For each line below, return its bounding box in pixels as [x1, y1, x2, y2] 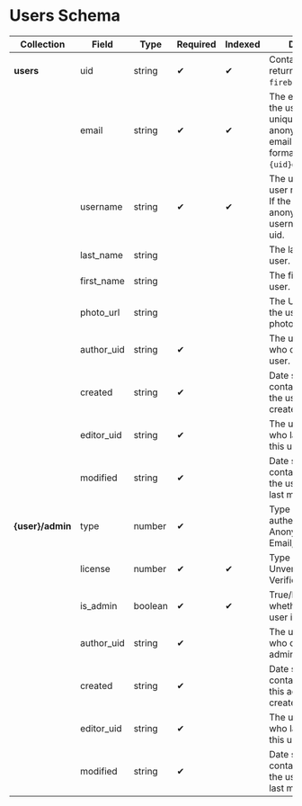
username [79, 200, 123, 212]
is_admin [79, 599, 118, 612]
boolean [133, 599, 168, 612]
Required [176, 38, 217, 50]
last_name [79, 248, 124, 261]
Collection [20, 38, 66, 50]
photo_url [79, 306, 120, 318]
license [79, 562, 111, 575]
